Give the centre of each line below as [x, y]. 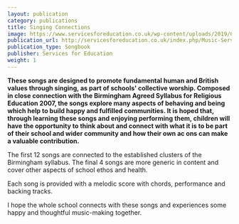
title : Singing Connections [49, 27]
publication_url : [33, 41]
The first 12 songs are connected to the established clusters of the [105, 154]
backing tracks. [30, 191]
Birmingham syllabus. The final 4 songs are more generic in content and [113, 162]
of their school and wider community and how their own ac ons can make [118, 133]
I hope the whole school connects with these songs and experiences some [117, 205]
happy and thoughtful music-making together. [75, 212]
